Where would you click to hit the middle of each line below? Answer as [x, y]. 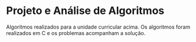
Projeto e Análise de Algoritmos [85, 11]
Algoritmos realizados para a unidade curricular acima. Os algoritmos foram [98, 27]
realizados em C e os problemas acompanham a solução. [76, 33]
